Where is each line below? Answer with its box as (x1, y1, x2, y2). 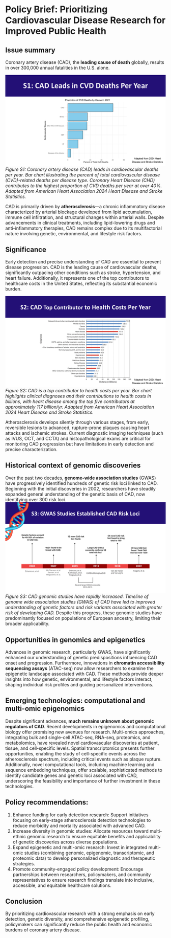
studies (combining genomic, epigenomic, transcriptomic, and (24, 850, 154, 856)
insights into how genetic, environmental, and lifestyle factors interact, (5, 676, 153, 682)
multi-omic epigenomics (5, 704, 85, 713)
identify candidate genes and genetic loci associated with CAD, (5, 772, 138, 778)
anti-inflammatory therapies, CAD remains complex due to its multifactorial (5, 225, 162, 231)
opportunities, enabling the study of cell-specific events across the (5, 750, 146, 756)
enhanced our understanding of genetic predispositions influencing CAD (5, 654, 158, 660)
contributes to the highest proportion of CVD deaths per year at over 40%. (5, 183, 162, 189)
